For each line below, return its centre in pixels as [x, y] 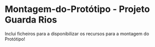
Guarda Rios [31, 20]
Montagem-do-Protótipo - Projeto [77, 9]
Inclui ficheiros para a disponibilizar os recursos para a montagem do [77, 33]
